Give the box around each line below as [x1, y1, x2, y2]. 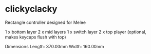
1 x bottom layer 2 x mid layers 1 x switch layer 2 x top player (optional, [5, 29, 147, 35]
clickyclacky [5, 3, 57, 15]
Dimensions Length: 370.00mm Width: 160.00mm [5, 43, 104, 49]
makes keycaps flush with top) [5, 34, 67, 40]
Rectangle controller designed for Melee [5, 19, 86, 25]
